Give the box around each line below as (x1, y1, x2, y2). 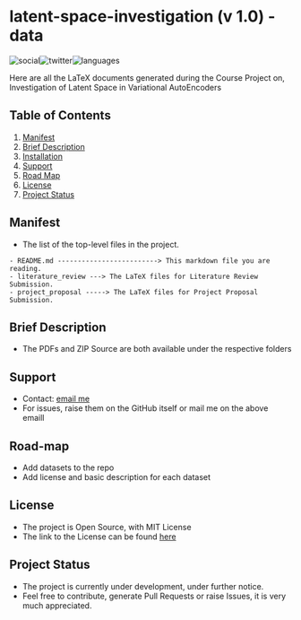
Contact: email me (21, 393, 90, 405)
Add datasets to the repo (21, 462, 115, 473)
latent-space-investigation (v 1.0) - (9, 6, 276, 27)
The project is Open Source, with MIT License (21, 521, 192, 532)
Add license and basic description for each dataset (21, 472, 211, 482)
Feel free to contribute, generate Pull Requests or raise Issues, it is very (21, 590, 287, 601)
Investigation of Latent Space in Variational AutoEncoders (9, 82, 222, 92)
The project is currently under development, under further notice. (21, 581, 264, 591)
